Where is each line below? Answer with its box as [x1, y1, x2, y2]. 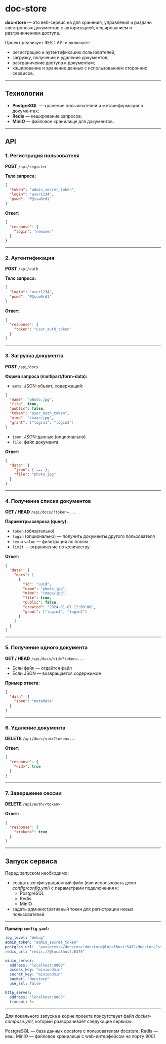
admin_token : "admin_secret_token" [5, 940, 79, 945]
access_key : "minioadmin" [9, 967, 63, 973]
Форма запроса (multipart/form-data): [5, 373, 87, 379]
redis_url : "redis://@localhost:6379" [5, 949, 85, 954]
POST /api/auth [5, 266, 39, 272]
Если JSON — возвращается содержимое [12, 670, 101, 676]
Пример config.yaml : [5, 926, 50, 932]
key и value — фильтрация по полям [12, 539, 88, 545]
